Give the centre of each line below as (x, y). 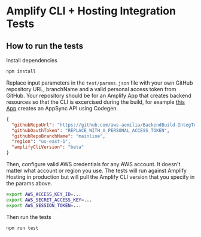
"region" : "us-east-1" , (41, 142)
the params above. (29, 183)
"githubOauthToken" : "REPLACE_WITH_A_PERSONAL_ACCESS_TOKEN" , (91, 130)
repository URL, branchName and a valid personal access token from (91, 89)
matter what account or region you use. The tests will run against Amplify (97, 170)
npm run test (22, 228)
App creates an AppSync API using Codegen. (62, 108)
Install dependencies (32, 60)
